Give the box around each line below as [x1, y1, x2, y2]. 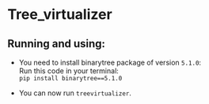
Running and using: [7, 37, 106, 50]
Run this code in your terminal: [18, 66, 120, 76]
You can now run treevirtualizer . [18, 88, 132, 98]
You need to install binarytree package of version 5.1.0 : [18, 58, 202, 67]
